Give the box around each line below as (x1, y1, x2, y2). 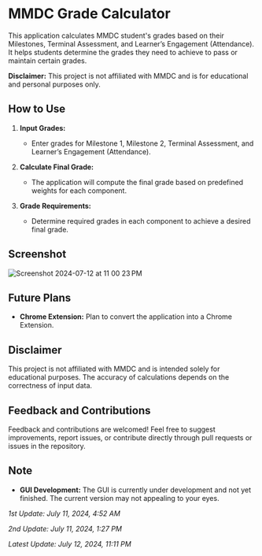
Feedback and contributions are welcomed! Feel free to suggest (8, 424, 216, 434)
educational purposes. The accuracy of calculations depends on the (8, 373, 230, 382)
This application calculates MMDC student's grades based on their (8, 31, 224, 40)
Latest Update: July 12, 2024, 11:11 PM (8, 539, 131, 548)
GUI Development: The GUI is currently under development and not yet (19, 485, 252, 495)
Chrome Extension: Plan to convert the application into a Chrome (19, 312, 232, 321)
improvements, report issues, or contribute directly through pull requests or (8, 433, 253, 442)
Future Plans (8, 291, 72, 304)
